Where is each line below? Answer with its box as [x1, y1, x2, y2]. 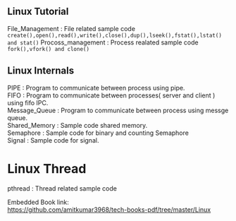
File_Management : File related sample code [7, 24, 136, 32]
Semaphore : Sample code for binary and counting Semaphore [7, 129, 189, 137]
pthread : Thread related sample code [7, 184, 118, 193]
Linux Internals [7, 65, 75, 77]
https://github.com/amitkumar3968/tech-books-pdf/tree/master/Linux [7, 205, 211, 214]
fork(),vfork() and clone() [7, 45, 90, 52]
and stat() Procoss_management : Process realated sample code [7, 38, 199, 47]
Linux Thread [7, 160, 87, 177]
